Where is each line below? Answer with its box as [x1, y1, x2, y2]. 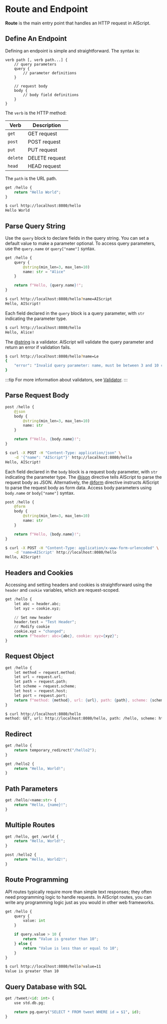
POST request [28, 138, 61, 145]
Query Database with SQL [5, 983, 87, 991]
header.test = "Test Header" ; [14, 620, 77, 625]
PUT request [28, 146, 58, 153]
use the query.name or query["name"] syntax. [5, 246, 96, 252]
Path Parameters [5, 784, 58, 793]
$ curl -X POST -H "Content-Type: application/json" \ [5, 450, 121, 455]
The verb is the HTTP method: [5, 110, 67, 116]
